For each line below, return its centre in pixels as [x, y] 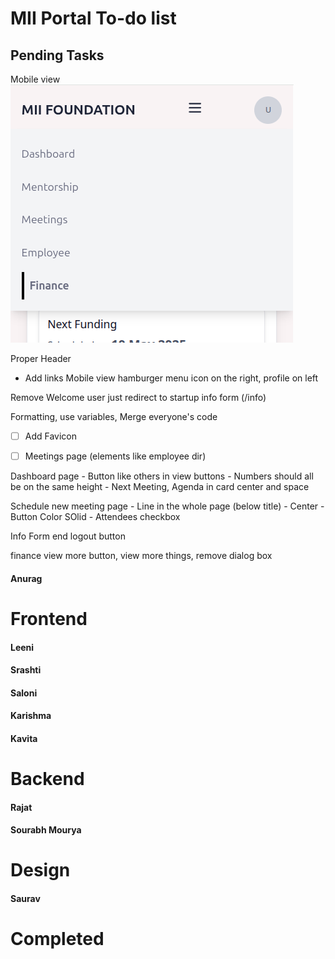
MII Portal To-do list [93, 18]
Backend [47, 779]
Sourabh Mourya [46, 830]
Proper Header [41, 358]
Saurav [25, 899]
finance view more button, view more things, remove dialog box [141, 556]
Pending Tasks [57, 55]
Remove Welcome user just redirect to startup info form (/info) [138, 397]
